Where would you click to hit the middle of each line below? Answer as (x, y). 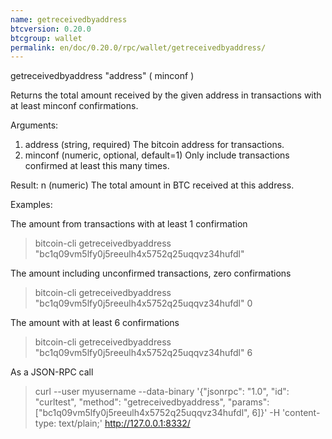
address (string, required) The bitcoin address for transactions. (154, 145)
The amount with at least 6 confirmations (95, 323)
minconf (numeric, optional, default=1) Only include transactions (157, 155)
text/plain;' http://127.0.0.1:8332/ (124, 423)
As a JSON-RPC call (52, 372)
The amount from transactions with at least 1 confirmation (129, 224)
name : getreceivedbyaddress (69, 19)
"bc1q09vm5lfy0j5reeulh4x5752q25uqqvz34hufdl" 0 (143, 303)
